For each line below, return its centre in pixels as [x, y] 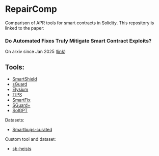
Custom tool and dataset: [31, 139]
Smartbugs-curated [32, 130]
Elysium [20, 89]
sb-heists [22, 149]
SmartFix [21, 100]
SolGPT [20, 111]
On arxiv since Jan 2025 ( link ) [36, 52]
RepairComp [31, 9]
